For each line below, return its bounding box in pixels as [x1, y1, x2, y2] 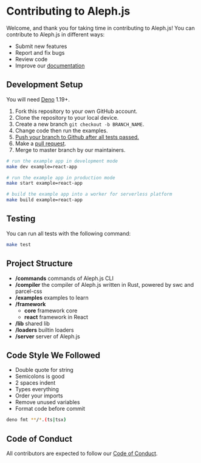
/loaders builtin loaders [15, 326, 74, 334]
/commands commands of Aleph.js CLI [15, 275, 114, 282]
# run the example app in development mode [6, 158, 118, 164]
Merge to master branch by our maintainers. [15, 146, 126, 153]
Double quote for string [15, 366, 74, 374]
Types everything [15, 386, 60, 393]
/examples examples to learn [15, 293, 89, 301]
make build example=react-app [6, 197, 83, 203]
